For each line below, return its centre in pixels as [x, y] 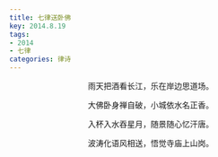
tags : [19, 34]
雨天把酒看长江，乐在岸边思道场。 [151, 86]
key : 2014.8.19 [38, 26]
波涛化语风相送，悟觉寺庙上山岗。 [151, 143]
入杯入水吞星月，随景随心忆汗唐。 [151, 124]
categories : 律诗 [40, 59]
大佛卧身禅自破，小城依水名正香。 [151, 105]
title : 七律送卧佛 [40, 17]
